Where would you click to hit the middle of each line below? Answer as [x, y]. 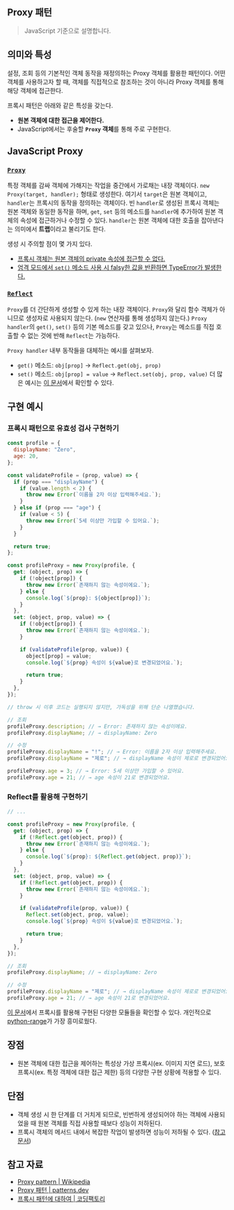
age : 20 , [26, 456]
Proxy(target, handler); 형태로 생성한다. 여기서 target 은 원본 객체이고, [107, 194]
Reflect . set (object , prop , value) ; [77, 915]
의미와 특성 [30, 55]
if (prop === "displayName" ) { [59, 482]
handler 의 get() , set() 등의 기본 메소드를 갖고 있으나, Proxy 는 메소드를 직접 [111, 326]
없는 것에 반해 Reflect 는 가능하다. [74, 335]
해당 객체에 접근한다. [35, 90]
